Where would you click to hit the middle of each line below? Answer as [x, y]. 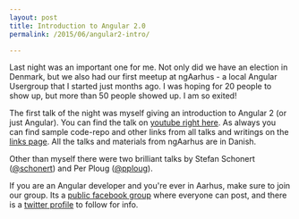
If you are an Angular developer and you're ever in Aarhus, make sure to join [150, 186]
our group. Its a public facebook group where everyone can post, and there [148, 195]
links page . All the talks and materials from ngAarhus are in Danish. [133, 142]
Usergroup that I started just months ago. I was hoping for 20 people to [141, 87]
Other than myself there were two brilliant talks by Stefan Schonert [132, 159]
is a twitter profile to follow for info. [74, 205]
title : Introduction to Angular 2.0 [77, 26]
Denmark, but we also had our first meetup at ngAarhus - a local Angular [143, 77]
